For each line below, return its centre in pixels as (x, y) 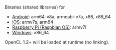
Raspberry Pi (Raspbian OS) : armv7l (49, 27)
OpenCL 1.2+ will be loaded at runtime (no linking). (57, 42)
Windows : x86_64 (30, 32)
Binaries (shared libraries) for (35, 7)
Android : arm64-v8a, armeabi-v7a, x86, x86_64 (61, 17)
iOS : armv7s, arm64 (33, 22)
